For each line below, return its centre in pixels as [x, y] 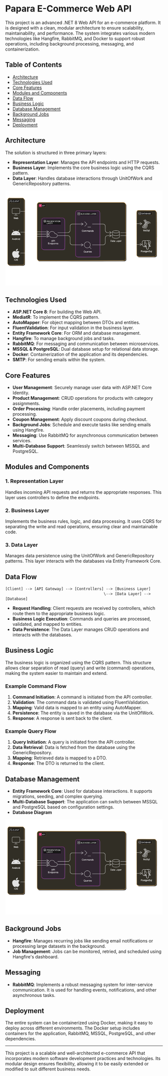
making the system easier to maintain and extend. [56, 673]
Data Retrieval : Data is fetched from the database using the [74, 747]
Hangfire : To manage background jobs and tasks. [63, 339]
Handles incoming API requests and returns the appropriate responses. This [83, 492]
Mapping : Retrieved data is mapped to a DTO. [59, 758]
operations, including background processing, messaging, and [69, 44]
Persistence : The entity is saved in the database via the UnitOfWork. [83, 713]
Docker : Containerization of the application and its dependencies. [80, 354]
